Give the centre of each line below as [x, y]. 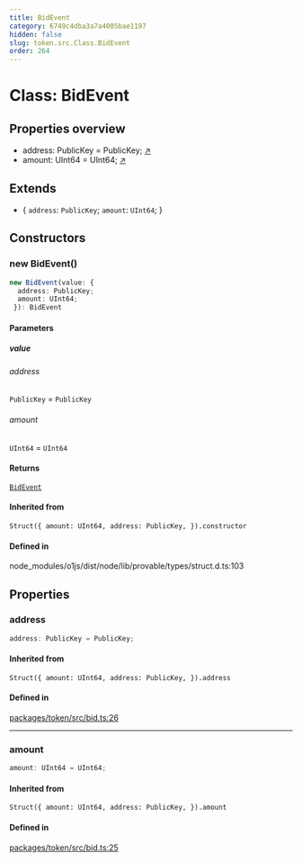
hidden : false [36, 34]
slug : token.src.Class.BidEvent [70, 43]
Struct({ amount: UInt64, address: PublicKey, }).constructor [128, 526]
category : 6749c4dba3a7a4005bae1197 [78, 26]
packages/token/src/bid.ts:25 [64, 848]
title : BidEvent [40, 18]
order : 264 [30, 51]
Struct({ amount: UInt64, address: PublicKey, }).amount [118, 808]
